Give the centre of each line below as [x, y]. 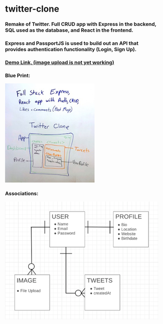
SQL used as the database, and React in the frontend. [69, 30]
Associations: [22, 194]
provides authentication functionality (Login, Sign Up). [71, 50]
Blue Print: [18, 75]
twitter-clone [32, 9]
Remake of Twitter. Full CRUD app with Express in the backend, [81, 24]
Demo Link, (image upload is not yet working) [60, 62]
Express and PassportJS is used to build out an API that [72, 43]
